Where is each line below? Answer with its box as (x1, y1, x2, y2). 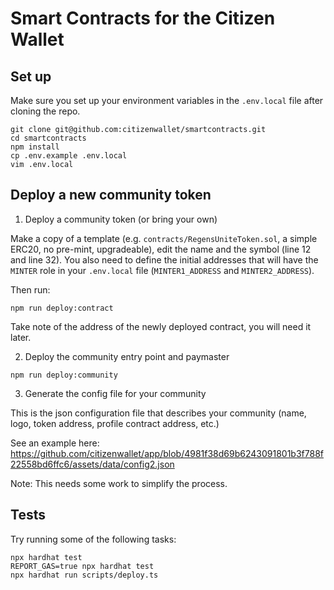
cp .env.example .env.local (10, 151, 128, 161)
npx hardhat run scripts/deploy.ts (10, 570, 159, 580)
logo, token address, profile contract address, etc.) (10, 417, 220, 429)
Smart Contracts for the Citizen (10, 7, 276, 30)
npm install (10, 142, 60, 152)
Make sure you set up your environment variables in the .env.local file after (10, 95, 324, 106)
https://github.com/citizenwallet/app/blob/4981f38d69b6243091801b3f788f (10, 447, 324, 459)
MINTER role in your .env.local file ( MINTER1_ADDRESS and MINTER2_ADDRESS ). (10, 264, 315, 276)
